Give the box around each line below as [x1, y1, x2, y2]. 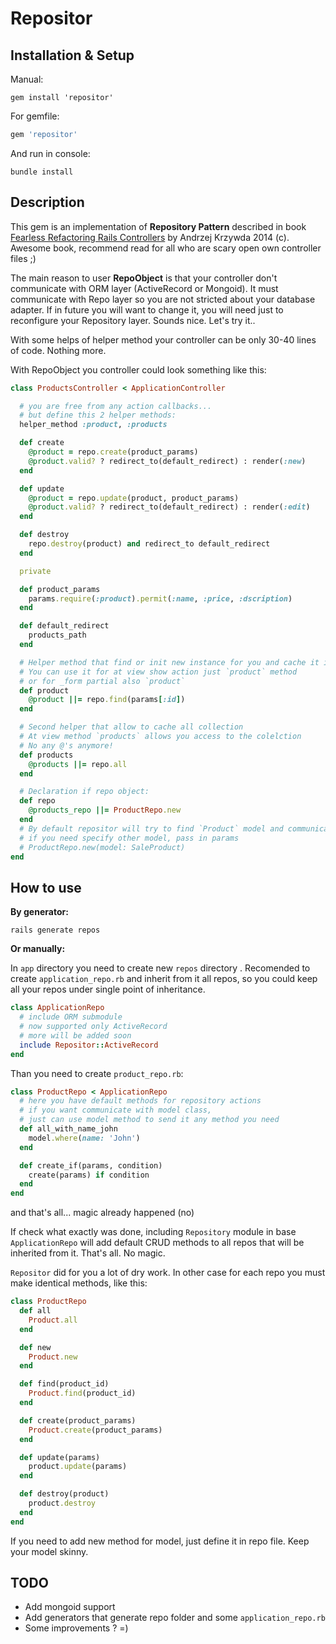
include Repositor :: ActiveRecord [19, 1040, 159, 1050]
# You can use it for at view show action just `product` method [19, 667, 298, 677]
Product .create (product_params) [28, 1425, 163, 1435]
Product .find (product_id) [28, 1388, 137, 1399]
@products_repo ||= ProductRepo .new [28, 805, 182, 816]
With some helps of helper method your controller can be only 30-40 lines [10, 333, 317, 346]
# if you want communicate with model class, [19, 1105, 213, 1116]
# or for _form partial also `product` [19, 676, 186, 686]
